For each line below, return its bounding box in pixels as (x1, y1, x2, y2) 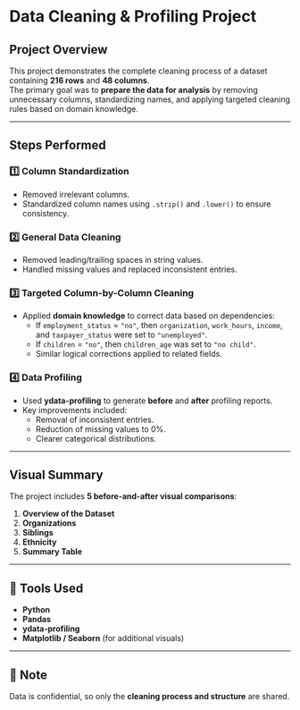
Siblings (21, 528, 54, 538)
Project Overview (9, 42, 108, 57)
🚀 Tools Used (9, 580, 84, 596)
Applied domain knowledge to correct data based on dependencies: (21, 310, 275, 321)
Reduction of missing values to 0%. (35, 423, 167, 435)
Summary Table (21, 546, 83, 557)
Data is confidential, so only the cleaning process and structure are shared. (9, 691, 290, 702)
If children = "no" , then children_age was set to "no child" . (35, 339, 256, 350)
